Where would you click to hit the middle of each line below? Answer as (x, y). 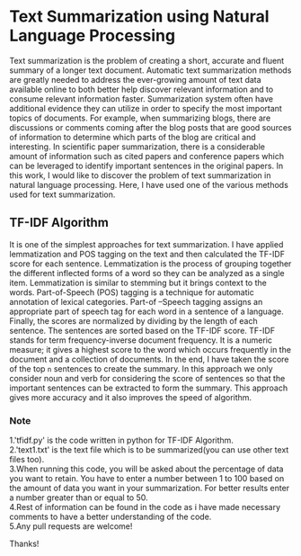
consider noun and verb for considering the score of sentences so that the (147, 378)
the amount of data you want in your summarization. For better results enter (150, 489)
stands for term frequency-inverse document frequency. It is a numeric (141, 340)
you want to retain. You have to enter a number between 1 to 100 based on (147, 479)
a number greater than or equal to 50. (79, 498)
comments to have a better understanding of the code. (111, 517)
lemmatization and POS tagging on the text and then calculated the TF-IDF (147, 254)
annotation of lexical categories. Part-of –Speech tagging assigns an (136, 301)
